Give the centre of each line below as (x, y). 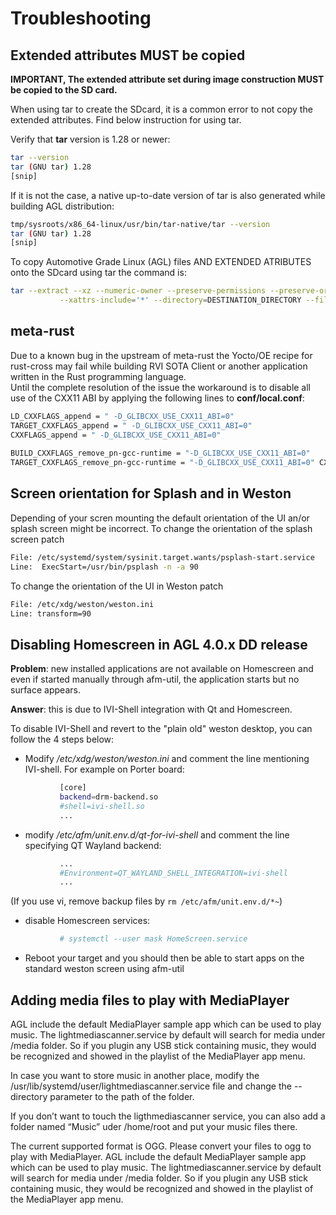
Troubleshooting (81, 18)
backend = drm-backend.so (109, 797)
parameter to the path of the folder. (122, 1096)
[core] (73, 788)
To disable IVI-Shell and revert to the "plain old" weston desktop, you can (161, 729)
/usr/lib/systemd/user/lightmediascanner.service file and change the (151, 1086)
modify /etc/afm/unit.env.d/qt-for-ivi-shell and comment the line (157, 834)
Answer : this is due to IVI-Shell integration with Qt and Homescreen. (151, 709)
